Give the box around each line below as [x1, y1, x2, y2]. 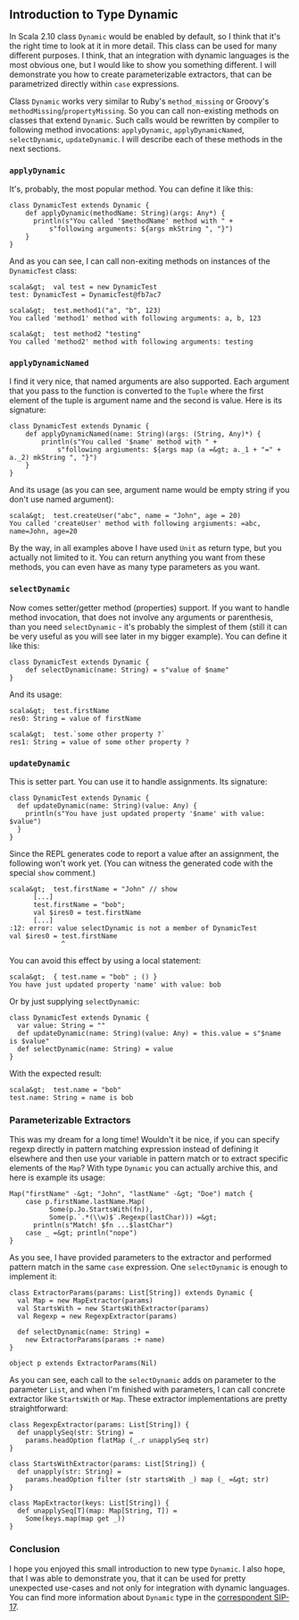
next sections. [9, 143, 62, 154]
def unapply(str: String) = [17, 1467, 122, 1477]
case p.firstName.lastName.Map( [25, 1198, 145, 1207]
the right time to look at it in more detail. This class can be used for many [9, 40, 278, 51]
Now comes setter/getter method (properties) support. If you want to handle [9, 602, 290, 613]
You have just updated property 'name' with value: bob [9, 980, 221, 989]
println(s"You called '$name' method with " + [41, 437, 218, 446]
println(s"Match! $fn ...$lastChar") [32, 1221, 174, 1230]
